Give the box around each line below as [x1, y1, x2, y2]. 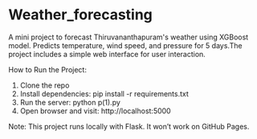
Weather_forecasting [8, 6, 153, 24]
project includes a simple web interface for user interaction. [8, 49, 206, 59]
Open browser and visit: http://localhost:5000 [19, 106, 171, 116]
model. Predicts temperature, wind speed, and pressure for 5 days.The [8, 40, 243, 50]
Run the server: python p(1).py [19, 97, 120, 107]
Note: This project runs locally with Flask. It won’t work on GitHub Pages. [8, 121, 250, 131]
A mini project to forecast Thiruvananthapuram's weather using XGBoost [8, 32, 249, 42]
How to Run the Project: [8, 64, 87, 74]
